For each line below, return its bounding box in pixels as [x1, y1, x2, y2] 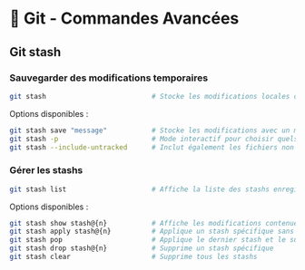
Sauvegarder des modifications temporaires [9, 72, 209, 84]
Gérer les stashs [9, 164, 84, 177]
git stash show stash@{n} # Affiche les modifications [9, 218, 261, 227]
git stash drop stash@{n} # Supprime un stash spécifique [9, 244, 274, 253]
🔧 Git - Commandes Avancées [9, 8, 240, 29]
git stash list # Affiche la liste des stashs [9, 185, 271, 194]
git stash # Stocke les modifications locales [9, 92, 290, 101]
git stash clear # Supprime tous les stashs [9, 253, 258, 262]
